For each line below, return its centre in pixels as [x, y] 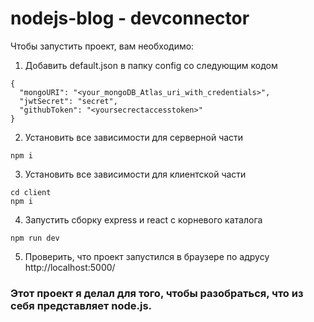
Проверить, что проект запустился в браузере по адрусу [147, 256]
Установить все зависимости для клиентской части [135, 174]
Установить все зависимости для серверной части [134, 137]
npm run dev [35, 238]
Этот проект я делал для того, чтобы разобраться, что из [157, 293]
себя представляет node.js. [81, 305]
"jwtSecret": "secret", [68, 101]
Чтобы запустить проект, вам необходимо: [102, 46]
